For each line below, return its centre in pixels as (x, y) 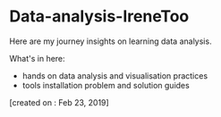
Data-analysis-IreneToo (99, 17)
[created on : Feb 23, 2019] (59, 102)
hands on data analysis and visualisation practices (115, 75)
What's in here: (37, 58)
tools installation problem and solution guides (106, 85)
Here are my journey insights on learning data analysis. (110, 41)
